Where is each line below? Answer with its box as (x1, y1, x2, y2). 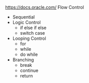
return (20, 73, 33, 78)
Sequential (12, 14, 35, 20)
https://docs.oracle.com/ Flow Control (5, 5, 84, 10)
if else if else (20, 25, 47, 31)
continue (20, 67, 39, 73)
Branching (12, 57, 34, 62)
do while (20, 51, 38, 57)
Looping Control (12, 35, 46, 41)
